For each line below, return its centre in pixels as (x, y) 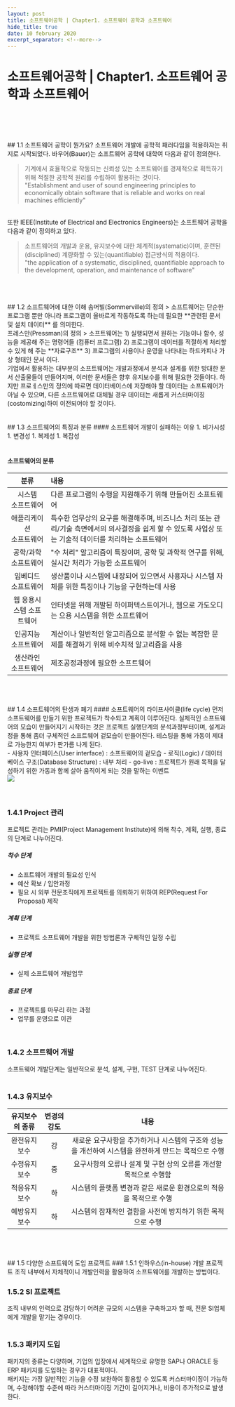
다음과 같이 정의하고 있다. (42, 231)
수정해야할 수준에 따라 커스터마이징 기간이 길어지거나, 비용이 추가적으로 (114, 1387)
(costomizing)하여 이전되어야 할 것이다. (62, 404)
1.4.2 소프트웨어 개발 (41, 1052)
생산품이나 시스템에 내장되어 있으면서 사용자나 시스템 (133, 576)
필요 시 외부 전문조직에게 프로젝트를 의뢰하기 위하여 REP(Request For (113, 892)
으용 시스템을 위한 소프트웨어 (104, 616)
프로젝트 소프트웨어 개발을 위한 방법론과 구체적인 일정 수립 (97, 937)
